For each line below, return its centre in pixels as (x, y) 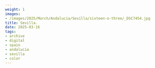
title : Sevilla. (21, 23)
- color (13, 58)
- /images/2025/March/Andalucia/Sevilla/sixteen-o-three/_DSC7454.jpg (78, 18)
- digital (15, 41)
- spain (13, 45)
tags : (10, 32)
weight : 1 (15, 9)
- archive (15, 36)
